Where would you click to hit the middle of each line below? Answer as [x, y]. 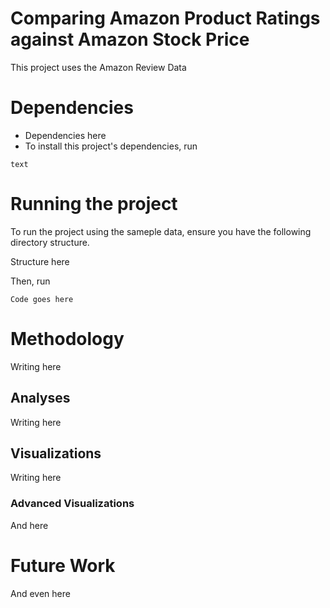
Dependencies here [65, 135]
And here [29, 525]
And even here [40, 593]
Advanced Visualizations [72, 504]
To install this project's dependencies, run [111, 146]
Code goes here [42, 299]
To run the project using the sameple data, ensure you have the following [161, 231]
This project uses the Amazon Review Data [98, 67]
